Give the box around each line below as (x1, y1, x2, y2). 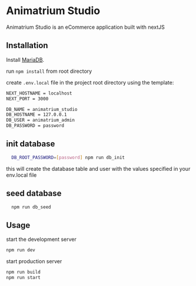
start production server (6, 258, 62, 265)
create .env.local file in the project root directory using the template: (6, 79, 174, 86)
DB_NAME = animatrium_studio (6, 106, 78, 112)
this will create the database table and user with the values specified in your (6, 165, 191, 172)
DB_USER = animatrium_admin (6, 117, 75, 123)
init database (6, 139, 55, 149)
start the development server (6, 236, 77, 243)
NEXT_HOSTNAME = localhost (6, 90, 72, 96)
